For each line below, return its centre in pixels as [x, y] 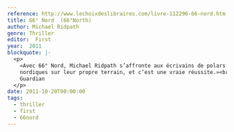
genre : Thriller [31, 33]
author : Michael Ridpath [43, 27]
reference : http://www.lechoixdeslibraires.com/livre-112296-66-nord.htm [117, 14]
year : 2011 [24, 46]
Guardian [32, 79]
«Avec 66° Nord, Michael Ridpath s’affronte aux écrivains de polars [123, 66]
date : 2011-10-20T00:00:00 [46, 91]
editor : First [29, 40]
